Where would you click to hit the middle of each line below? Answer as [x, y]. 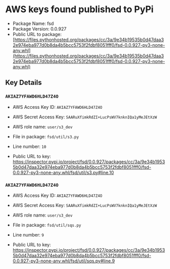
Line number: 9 [28, 234]
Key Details [24, 83]
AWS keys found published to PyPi [79, 9]
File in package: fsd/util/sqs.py [47, 225]
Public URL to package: [37, 34]
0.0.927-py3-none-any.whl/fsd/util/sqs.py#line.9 [64, 261]
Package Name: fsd [33, 23]
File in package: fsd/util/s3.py [46, 136]
